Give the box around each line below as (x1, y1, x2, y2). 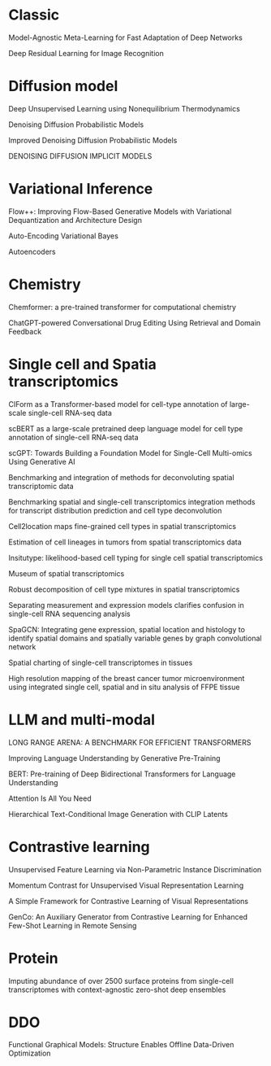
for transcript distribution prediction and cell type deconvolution (8, 505, 222, 515)
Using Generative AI (8, 457, 75, 466)
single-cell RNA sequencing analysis (8, 609, 131, 618)
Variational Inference (8, 180, 153, 199)
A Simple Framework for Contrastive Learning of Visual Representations (8, 896, 249, 906)
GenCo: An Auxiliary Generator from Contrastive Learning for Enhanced (8, 911, 248, 921)
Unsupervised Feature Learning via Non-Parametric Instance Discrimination (8, 864, 262, 874)
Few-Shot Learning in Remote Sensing (8, 920, 137, 930)
